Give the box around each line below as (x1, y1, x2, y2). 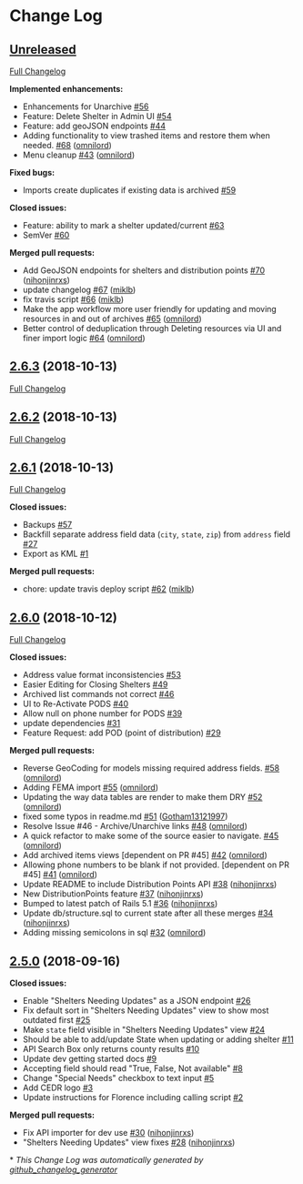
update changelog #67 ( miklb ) (22, 284, 136, 295)
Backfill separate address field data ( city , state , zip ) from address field (22, 529, 291, 540)
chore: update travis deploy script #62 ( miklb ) (22, 583, 195, 594)
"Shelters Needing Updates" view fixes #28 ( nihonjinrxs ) (22, 1137, 236, 1148)
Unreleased (9, 42, 77, 57)
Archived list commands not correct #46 (22, 689, 175, 700)
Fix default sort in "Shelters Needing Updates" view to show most (22, 1005, 269, 1016)
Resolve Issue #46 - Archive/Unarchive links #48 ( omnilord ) (22, 821, 248, 832)
